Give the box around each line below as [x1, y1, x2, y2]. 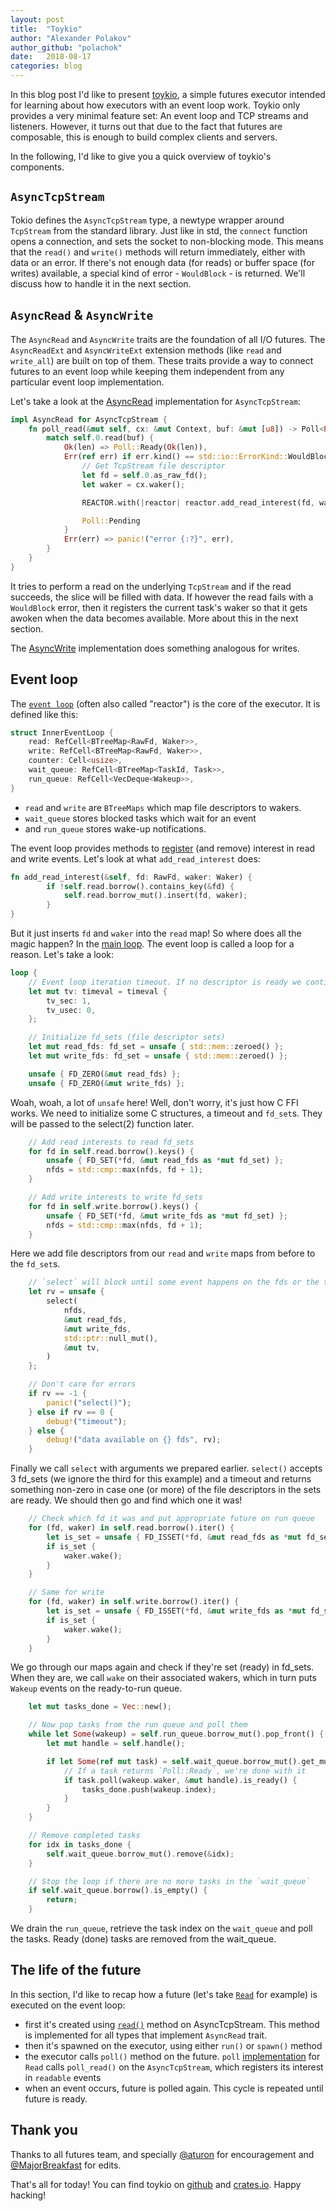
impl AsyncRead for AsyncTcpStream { [10, 414, 168, 425]
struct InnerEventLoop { [10, 727, 114, 738]
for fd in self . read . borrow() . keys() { [28, 1146, 195, 1156]
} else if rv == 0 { [28, 1407, 114, 1417]
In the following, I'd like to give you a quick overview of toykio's [10, 151, 272, 162]
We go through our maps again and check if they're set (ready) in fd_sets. [10, 1661, 315, 1673]
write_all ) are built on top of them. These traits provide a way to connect [10, 354, 314, 366]
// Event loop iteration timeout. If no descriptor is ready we [28, 977, 302, 987]
